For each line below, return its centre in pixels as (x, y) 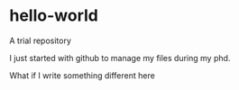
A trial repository (41, 40)
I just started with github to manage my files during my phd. (120, 58)
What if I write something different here (82, 75)
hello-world (54, 16)
